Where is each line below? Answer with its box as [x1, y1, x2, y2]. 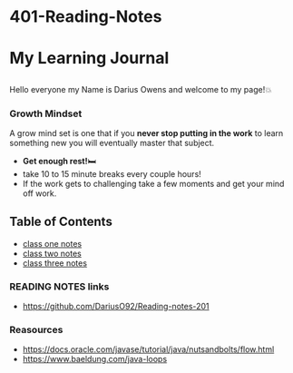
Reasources [9, 324, 63, 337]
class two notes [22, 248, 82, 259]
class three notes [22, 257, 88, 269]
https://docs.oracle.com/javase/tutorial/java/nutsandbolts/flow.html [22, 344, 275, 355]
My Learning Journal [9, 48, 170, 69]
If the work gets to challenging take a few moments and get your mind [22, 179, 285, 190]
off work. [22, 188, 57, 199]
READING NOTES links [9, 280, 110, 292]
